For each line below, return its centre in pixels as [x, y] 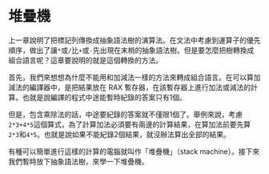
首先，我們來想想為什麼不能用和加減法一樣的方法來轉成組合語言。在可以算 [131, 77]
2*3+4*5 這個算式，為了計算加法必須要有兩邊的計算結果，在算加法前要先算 [130, 124]
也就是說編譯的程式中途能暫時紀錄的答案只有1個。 [104, 97]
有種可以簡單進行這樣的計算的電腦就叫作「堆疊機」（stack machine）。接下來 [134, 151]
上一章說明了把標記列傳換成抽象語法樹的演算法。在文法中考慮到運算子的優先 [134, 40]
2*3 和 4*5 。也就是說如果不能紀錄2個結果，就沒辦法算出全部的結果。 [119, 134]
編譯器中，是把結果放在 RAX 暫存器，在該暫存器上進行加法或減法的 [140, 87]
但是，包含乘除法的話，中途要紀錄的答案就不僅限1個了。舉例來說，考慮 [125, 114]
